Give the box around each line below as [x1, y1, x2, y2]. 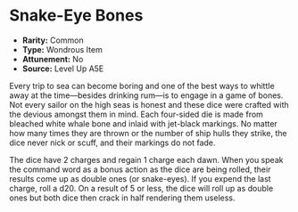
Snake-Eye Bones [9, 5, 144, 26]
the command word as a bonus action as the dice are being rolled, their [9, 164, 271, 175]
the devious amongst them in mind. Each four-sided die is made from [9, 109, 263, 119]
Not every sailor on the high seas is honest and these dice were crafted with [9, 99, 290, 110]
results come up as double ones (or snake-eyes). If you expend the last [9, 173, 271, 183]
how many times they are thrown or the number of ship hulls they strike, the [9, 127, 287, 138]
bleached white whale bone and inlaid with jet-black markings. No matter [9, 118, 278, 129]
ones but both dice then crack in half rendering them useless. [9, 192, 236, 203]
